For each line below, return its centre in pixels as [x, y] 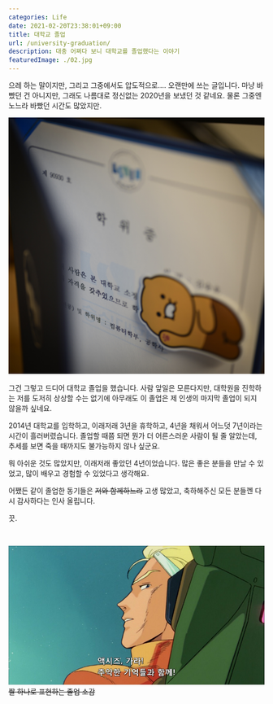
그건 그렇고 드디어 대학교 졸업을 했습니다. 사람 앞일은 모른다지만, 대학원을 [124, 388]
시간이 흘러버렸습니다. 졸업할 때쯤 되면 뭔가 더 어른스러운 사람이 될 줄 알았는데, [133, 436]
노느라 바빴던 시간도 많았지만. [55, 105]
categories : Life [38, 17]
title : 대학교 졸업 [37, 34]
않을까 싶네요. [30, 408]
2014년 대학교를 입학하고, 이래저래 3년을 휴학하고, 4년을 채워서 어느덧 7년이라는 [136, 426]
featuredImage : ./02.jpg [50, 60]
